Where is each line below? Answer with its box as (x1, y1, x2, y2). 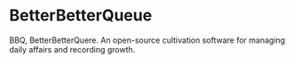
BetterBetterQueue (9, 5, 153, 26)
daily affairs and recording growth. (9, 44, 136, 54)
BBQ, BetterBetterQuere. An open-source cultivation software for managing (9, 35, 286, 45)
